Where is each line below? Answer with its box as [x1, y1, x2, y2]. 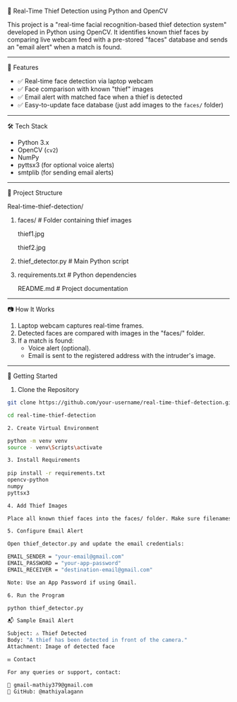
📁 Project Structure [7, 189, 63, 197]
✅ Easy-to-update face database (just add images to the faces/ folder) [17, 101, 224, 109]
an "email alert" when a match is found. [7, 43, 122, 51]
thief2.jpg [17, 244, 46, 251]
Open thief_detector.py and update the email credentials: [7, 540, 185, 547]
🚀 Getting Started [7, 371, 58, 380]
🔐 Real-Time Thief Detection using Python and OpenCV [7, 7, 168, 15]
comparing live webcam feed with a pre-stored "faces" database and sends [7, 35, 228, 44]
